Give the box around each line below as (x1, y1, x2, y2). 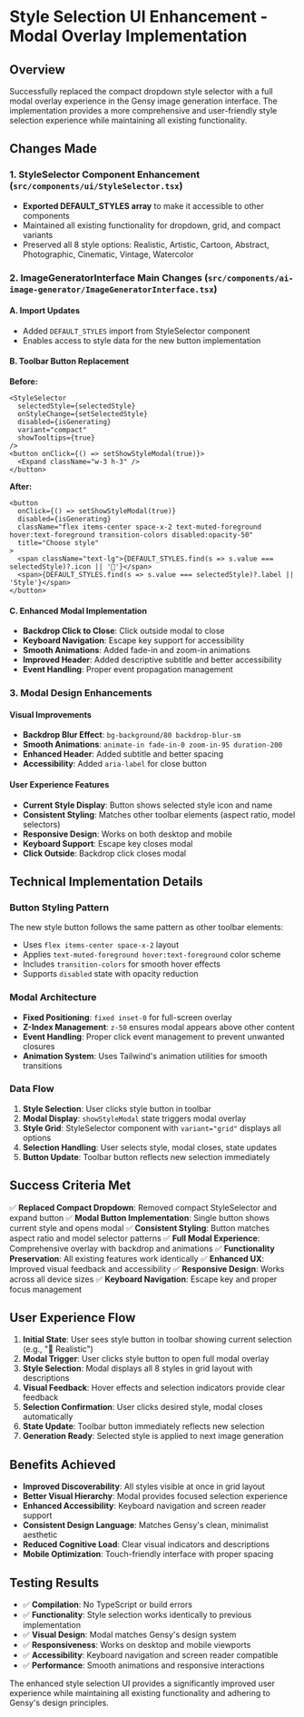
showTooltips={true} (17, 433, 95, 442)
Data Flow (9, 1083, 54, 1096)
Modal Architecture (9, 991, 97, 1004)
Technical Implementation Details (9, 874, 203, 889)
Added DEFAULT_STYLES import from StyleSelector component (22, 325, 250, 336)
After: (9, 481, 33, 492)
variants (22, 229, 54, 240)
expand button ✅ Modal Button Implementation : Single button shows (9, 1212, 270, 1223)
